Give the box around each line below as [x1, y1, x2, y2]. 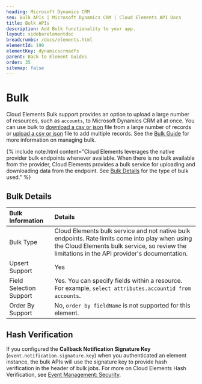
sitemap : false [6, 65, 44, 71]
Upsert [9, 259, 29, 268]
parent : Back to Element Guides [6, 54, 87, 60]
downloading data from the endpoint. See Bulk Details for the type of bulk [6, 167, 189, 175]
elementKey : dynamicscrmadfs [6, 48, 79, 54]
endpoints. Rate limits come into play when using [54, 234, 192, 243]
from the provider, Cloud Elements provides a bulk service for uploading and [6, 161, 195, 168]
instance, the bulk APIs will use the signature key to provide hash [6, 358, 167, 365]
